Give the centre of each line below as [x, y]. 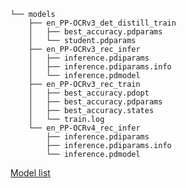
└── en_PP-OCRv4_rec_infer [84, 128]
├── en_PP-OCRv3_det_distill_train [102, 23]
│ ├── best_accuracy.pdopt [89, 93]
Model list [30, 173]
